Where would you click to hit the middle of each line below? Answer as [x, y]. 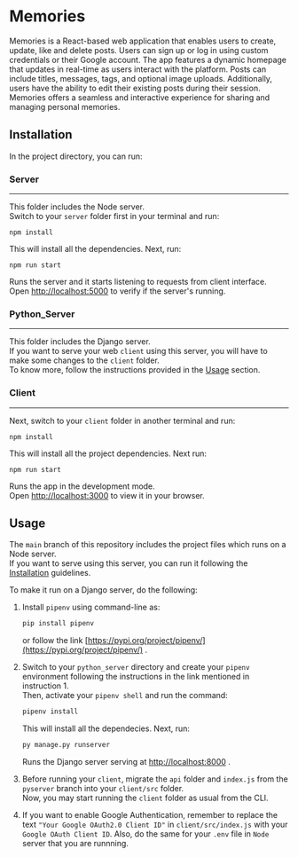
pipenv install [50, 712]
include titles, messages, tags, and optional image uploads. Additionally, [141, 78]
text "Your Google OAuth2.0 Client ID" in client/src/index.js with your [155, 825]
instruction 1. [45, 686]
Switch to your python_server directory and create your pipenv [136, 667]
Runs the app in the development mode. [82, 486]
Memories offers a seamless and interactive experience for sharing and [140, 97]
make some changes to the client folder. [84, 360]
